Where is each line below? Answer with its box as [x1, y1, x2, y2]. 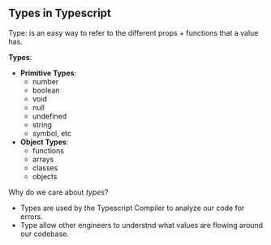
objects [32, 171, 58, 181]
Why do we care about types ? [8, 187, 109, 197]
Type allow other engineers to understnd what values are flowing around [19, 220, 264, 230]
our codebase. [19, 229, 69, 239]
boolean [32, 85, 60, 95]
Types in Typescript [8, 6, 112, 20]
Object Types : [19, 137, 69, 147]
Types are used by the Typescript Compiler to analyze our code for [19, 203, 245, 213]
